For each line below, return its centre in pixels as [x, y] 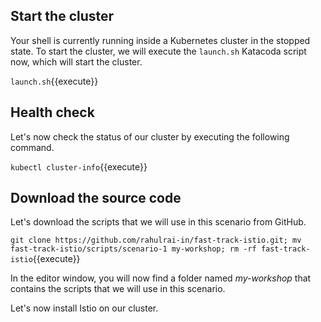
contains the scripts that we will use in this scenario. [118, 289]
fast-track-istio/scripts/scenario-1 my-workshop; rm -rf [133, 249]
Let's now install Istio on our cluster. [84, 308]
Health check [52, 112]
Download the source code [96, 198]
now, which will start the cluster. [76, 61]
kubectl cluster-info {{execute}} [79, 166]
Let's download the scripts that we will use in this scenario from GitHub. [158, 222]
